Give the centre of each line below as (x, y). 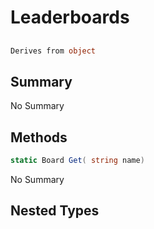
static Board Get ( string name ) (77, 161)
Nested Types (55, 211)
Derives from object (53, 51)
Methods (39, 137)
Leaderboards (70, 17)
